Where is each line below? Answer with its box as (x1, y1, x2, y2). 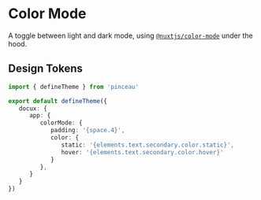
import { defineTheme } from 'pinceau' (8, 83, 140, 91)
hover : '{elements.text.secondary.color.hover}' (61, 148, 224, 156)
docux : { (18, 104, 47, 113)
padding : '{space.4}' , (50, 127, 125, 135)
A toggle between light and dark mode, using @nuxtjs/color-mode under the (8, 31, 254, 40)
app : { (28, 112, 51, 120)
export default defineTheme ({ (8, 97, 108, 105)
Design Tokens (8, 62, 83, 76)
